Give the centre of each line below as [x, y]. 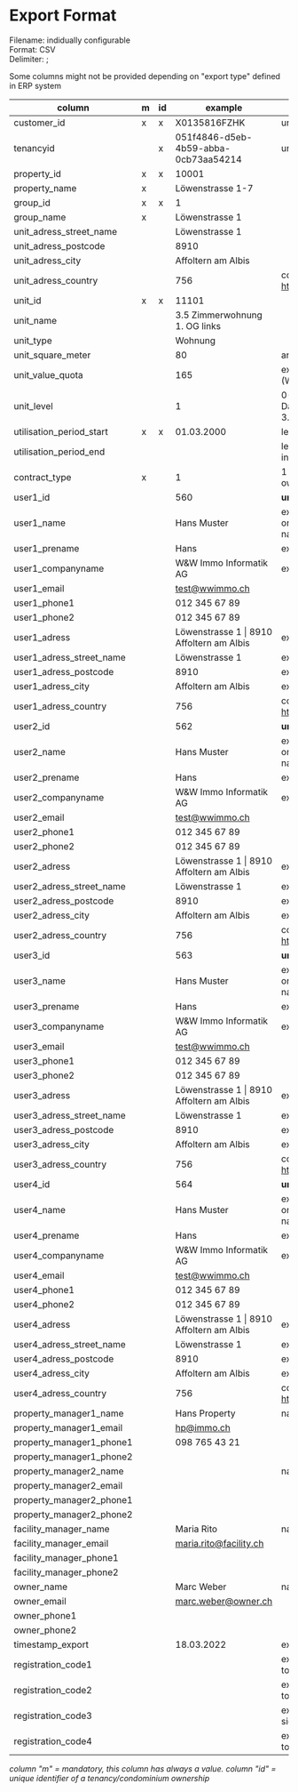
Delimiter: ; [29, 59]
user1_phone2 [44, 617]
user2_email [39, 817]
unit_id [27, 301]
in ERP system [35, 85]
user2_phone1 [44, 832]
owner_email [40, 1601]
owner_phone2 [45, 1630]
